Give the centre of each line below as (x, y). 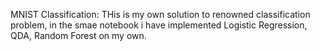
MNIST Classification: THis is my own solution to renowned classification (160, 14)
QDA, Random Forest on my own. (78, 35)
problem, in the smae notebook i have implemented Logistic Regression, (159, 25)
